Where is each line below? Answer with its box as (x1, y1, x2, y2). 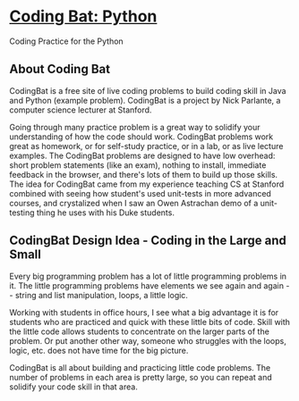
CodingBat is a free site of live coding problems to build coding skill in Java (9, 85, 286, 96)
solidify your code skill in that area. (9, 381, 139, 392)
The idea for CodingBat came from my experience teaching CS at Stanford (9, 179, 285, 189)
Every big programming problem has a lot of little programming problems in (9, 271, 287, 281)
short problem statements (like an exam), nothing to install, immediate (9, 159, 267, 171)
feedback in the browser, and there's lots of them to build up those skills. (9, 169, 278, 180)
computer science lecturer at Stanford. (9, 104, 152, 115)
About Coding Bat (9, 62, 110, 77)
